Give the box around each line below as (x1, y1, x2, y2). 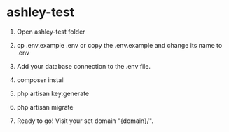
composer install (16, 75, 65, 84)
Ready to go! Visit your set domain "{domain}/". (16, 117, 154, 125)
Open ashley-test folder (16, 27, 85, 36)
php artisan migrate (16, 103, 74, 111)
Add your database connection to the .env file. (16, 62, 151, 70)
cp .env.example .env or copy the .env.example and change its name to (16, 41, 223, 49)
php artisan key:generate (16, 89, 90, 98)
